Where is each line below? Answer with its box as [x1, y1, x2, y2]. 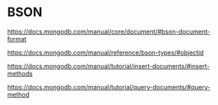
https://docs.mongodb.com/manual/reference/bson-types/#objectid [7, 48, 204, 57]
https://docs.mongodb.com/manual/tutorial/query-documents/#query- [7, 83, 211, 91]
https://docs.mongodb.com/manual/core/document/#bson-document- [7, 27, 211, 36]
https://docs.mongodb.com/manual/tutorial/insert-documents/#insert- [7, 62, 210, 70]
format [7, 34, 27, 43]
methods [7, 69, 33, 78]
